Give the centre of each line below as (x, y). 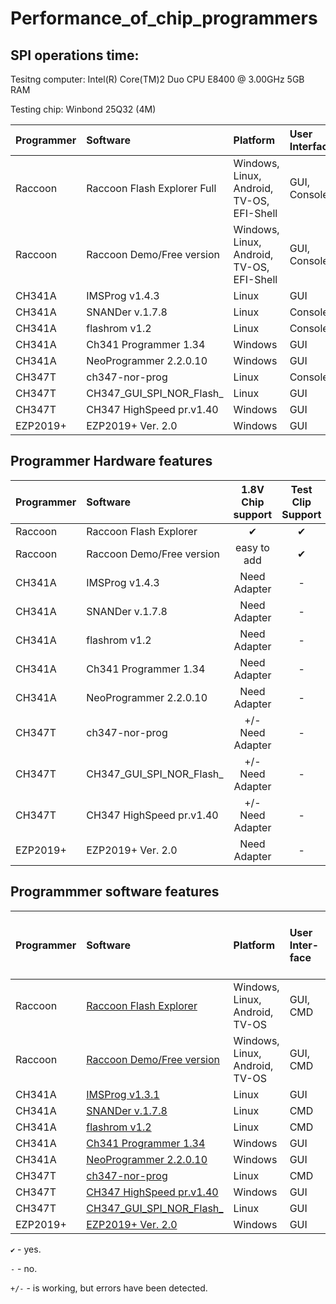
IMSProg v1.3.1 (123, 1094)
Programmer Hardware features (111, 461)
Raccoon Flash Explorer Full (151, 188)
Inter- (304, 945)
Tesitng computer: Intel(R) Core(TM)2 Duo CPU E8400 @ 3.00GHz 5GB (157, 79)
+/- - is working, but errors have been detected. (109, 1288)
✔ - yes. (26, 1249)
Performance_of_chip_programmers (164, 18)
